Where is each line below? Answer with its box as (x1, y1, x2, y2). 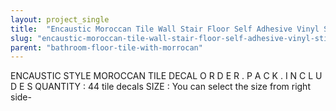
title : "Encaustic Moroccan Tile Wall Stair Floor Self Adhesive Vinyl (10, 24, 320, 34)
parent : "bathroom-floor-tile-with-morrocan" (10, 42, 203, 53)
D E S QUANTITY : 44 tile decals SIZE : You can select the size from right (10, 81, 311, 93)
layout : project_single (10, 14, 110, 25)
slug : (10, 33, 33, 43)
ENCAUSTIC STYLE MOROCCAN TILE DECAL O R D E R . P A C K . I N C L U (10, 70, 323, 82)
